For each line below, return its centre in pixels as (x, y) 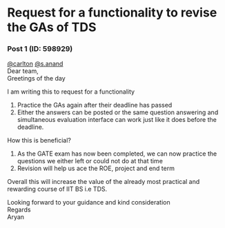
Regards (19, 210)
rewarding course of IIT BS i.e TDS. (57, 189)
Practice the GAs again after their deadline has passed (95, 105)
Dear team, (23, 71)
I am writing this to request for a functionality (71, 92)
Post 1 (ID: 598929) (40, 49)
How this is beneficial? (39, 141)
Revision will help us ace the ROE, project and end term (96, 168)
